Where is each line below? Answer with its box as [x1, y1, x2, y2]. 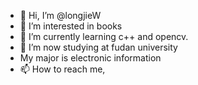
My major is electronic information [19, 52, 162, 64]
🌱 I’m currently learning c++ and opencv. [19, 31, 189, 42]
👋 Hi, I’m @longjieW [19, 10, 102, 21]
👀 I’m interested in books [19, 20, 123, 32]
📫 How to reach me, [19, 63, 106, 75]
